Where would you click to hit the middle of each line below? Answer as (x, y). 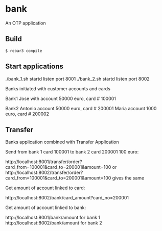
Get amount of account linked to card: (45, 188)
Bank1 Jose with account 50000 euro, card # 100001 (61, 98)
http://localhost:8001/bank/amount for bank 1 (53, 218)
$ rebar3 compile (24, 51)
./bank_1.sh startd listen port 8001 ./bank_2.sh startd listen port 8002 (77, 79)
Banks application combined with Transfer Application (62, 142)
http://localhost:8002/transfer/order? (44, 173)
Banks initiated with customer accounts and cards (58, 88)
